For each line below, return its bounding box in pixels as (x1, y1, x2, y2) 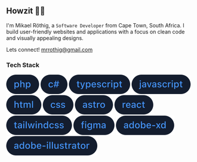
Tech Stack (6, 61, 40, 69)
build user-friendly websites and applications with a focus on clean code (6, 28, 185, 35)
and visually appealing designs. (6, 34, 84, 42)
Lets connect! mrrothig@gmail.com (6, 46, 93, 53)
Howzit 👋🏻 (6, 6, 46, 16)
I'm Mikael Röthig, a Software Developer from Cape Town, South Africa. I (6, 21, 185, 29)
